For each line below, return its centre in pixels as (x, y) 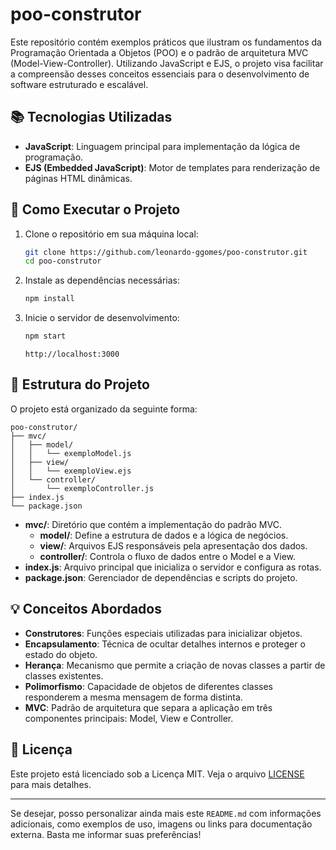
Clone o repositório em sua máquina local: (111, 234)
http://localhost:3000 (72, 354)
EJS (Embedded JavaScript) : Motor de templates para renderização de (172, 167)
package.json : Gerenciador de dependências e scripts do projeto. (161, 577)
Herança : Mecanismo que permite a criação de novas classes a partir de (175, 665)
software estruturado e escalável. (79, 84)
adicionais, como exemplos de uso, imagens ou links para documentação (161, 824)
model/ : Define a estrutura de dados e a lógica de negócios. (164, 535)
